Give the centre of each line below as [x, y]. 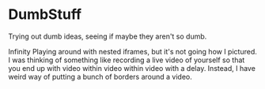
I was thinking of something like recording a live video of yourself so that [127, 60]
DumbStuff [45, 15]
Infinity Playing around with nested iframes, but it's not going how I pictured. [132, 51]
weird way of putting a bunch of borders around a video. [100, 76]
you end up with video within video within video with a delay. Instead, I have [132, 68]
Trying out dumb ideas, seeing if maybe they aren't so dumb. [108, 36]
